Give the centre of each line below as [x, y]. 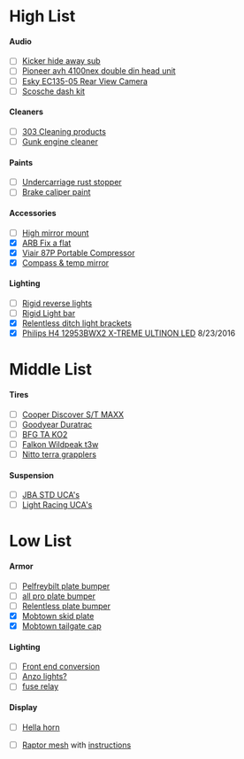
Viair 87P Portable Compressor [78, 252]
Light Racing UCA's [57, 505]
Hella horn [41, 727]
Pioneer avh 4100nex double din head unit [99, 71]
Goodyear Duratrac [57, 424]
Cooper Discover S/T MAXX [73, 414]
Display [23, 707]
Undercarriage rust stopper [72, 182]
